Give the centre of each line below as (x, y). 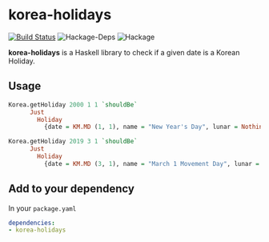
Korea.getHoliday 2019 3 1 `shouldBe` (73, 142)
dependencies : (32, 223)
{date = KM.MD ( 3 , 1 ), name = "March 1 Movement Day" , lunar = (152, 163)
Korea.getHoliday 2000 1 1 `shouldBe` (73, 105)
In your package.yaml (42, 208)
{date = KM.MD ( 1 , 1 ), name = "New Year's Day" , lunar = (141, 127)
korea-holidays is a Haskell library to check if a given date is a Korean (124, 52)
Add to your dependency (71, 189)
